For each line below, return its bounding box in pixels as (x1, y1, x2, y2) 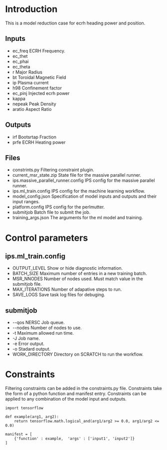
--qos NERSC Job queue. (12, 320, 65, 326)
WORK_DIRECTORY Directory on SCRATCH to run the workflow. (12, 351, 144, 358)
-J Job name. (12, 336, 40, 342)
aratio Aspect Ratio (12, 106, 52, 112)
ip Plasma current (12, 79, 49, 85)
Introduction (5, 3, 58, 15)
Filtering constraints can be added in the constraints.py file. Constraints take (5, 386, 162, 392)
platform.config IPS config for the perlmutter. (12, 204, 105, 210)
